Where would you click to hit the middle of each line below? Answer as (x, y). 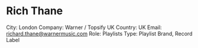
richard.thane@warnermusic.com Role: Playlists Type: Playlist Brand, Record (99, 33)
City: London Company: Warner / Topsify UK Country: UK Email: (84, 27)
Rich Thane (35, 11)
